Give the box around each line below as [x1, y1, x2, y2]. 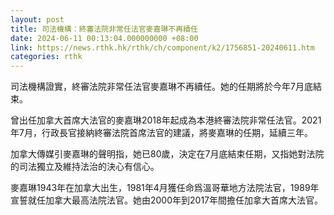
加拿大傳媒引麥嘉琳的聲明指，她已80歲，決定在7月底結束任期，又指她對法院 [10, 148, 325, 160]
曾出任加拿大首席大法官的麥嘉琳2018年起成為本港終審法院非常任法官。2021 [10, 114, 322, 126]
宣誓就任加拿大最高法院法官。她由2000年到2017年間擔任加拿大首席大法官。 [10, 194, 324, 206]
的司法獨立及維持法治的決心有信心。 [10, 161, 160, 173]
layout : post [10, 14, 65, 25]
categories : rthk [10, 52, 83, 62]
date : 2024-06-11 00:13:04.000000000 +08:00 [10, 33, 199, 43]
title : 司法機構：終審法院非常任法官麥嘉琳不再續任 [10, 24, 198, 34]
